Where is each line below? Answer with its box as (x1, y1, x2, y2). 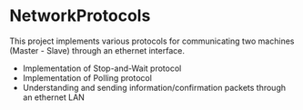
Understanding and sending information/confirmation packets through (22, 82, 287, 93)
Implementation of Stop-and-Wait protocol (22, 63, 182, 74)
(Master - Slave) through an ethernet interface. (9, 45, 185, 55)
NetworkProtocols (9, 5, 151, 26)
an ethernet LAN (22, 92, 85, 103)
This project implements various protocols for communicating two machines (9, 35, 295, 46)
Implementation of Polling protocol (22, 72, 153, 83)
